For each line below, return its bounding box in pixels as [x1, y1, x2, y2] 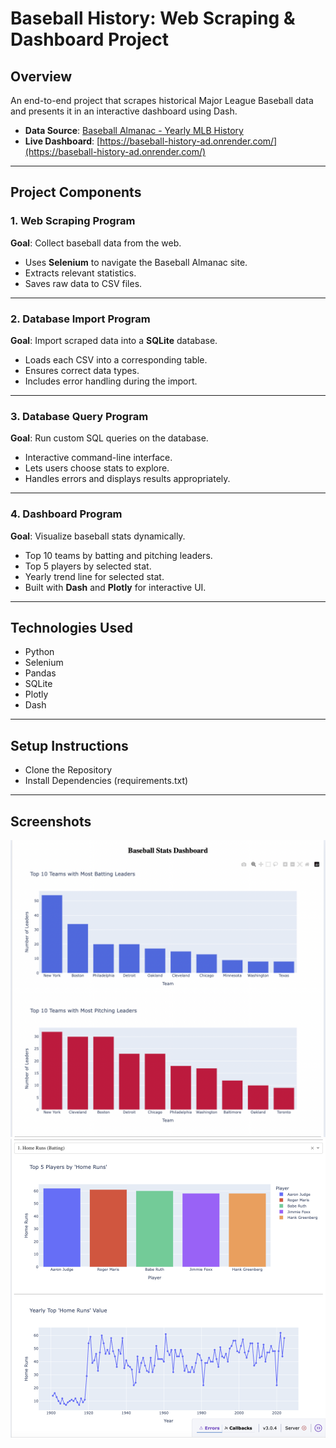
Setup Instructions [10, 737, 129, 754]
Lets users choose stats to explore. [24, 462, 170, 474]
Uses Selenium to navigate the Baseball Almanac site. [24, 256, 248, 268]
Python [24, 646, 55, 658]
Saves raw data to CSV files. [24, 277, 143, 289]
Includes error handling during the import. [24, 375, 198, 387]
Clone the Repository [24, 764, 113, 776]
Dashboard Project [10, 28, 169, 51]
